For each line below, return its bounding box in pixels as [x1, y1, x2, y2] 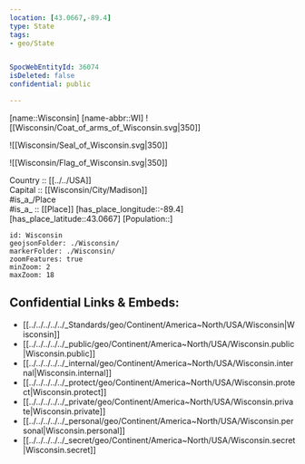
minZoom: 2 [9, 262, 51, 272]
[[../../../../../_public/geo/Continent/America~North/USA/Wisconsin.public [22, 338, 295, 349]
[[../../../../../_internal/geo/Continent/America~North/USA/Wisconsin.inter [22, 357, 294, 368]
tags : [9, 30, 30, 39]
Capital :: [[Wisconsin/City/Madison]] [9, 184, 148, 195]
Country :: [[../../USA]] [9, 174, 93, 186]
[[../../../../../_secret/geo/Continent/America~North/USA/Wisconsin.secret [22, 434, 296, 445]
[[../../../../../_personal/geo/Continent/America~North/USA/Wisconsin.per [22, 415, 294, 426]
